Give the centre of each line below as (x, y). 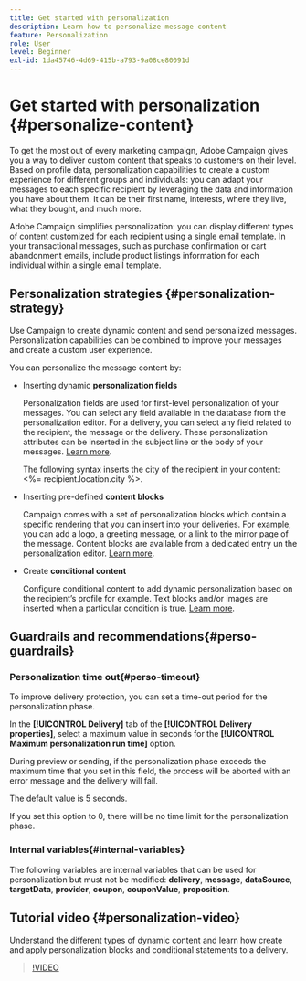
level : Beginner (40, 52)
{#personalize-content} (102, 125)
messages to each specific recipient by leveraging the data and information (152, 189)
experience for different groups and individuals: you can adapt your (136, 179)
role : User (30, 43)
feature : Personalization (58, 35)
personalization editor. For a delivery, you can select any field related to (157, 422)
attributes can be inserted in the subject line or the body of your (143, 442)
